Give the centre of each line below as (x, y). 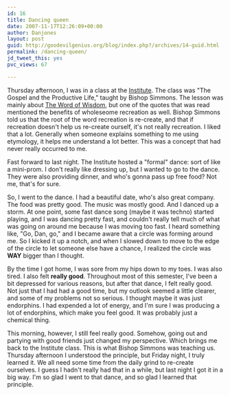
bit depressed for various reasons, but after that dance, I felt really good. (110, 283)
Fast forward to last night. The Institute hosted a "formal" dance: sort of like (114, 161)
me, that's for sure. (34, 183)
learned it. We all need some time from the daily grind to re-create (101, 362)
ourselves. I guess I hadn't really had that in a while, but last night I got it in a (115, 370)
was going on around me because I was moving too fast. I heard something (114, 226)
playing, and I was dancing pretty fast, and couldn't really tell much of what (114, 219)
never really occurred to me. (47, 148)
